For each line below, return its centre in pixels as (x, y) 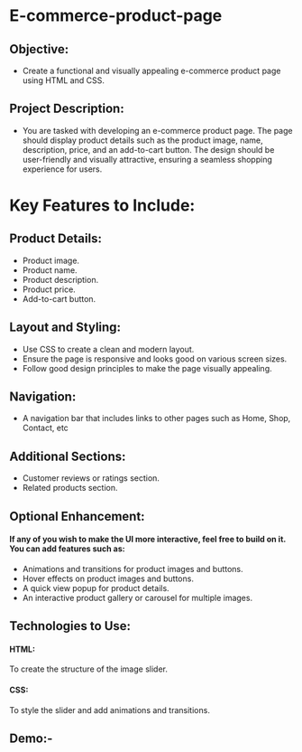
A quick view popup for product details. (96, 587)
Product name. (50, 270)
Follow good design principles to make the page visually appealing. (147, 368)
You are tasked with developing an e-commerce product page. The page (157, 130)
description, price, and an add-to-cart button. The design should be (148, 149)
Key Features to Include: (102, 205)
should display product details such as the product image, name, (142, 140)
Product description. (60, 279)
